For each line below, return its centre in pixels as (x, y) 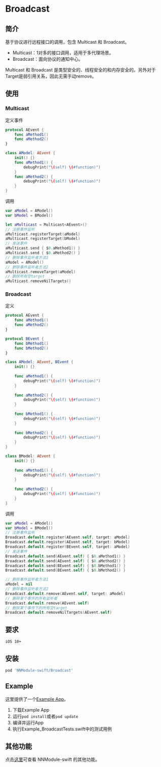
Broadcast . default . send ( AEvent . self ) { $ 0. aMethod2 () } (65, 561)
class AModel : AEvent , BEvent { (39, 362)
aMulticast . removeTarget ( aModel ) (41, 272)
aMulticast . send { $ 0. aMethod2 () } (43, 253)
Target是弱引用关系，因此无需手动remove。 (51, 76)
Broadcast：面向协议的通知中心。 (48, 59)
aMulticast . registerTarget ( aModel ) (43, 234)
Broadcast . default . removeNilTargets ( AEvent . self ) (59, 613)
